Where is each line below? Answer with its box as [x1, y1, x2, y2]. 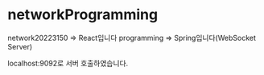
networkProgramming [7, 6, 159, 24]
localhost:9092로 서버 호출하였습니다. [7, 58, 129, 68]
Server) [7, 41, 33, 51]
